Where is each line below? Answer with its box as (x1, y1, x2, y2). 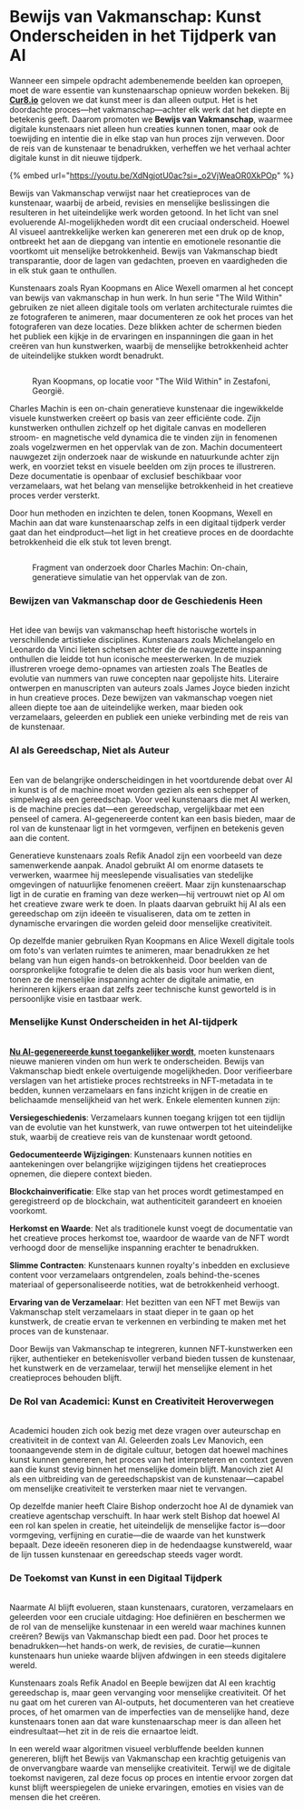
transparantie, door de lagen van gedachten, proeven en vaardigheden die (9, 255, 288, 265)
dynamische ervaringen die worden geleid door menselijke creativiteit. (9, 917, 272, 928)
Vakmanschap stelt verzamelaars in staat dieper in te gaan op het (9, 1306, 254, 1317)
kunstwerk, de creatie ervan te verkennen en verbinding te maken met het (9, 1315, 287, 1326)
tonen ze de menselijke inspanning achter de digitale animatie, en (9, 974, 254, 985)
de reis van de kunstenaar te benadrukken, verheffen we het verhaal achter (9, 143, 291, 154)
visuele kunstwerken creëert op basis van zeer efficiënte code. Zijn (9, 412, 261, 424)
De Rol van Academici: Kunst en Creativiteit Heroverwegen (9, 1395, 274, 1407)
